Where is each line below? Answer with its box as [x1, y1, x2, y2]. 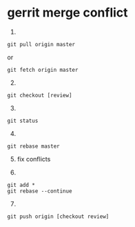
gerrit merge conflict [7, 5, 129, 21]
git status [7, 117, 39, 124]
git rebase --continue [7, 188, 72, 195]
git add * [7, 181, 36, 188]
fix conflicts [17, 155, 51, 163]
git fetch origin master [7, 66, 79, 73]
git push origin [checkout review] [7, 213, 110, 220]
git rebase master [7, 143, 60, 150]
